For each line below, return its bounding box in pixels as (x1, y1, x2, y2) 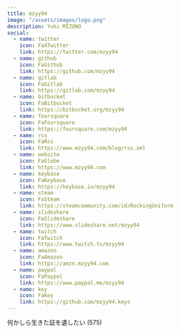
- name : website (13, 151, 60, 159)
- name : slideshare (13, 209, 69, 216)
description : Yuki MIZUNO (7, 23, 81, 30)
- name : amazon (13, 248, 57, 254)
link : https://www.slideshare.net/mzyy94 (19, 221, 139, 228)
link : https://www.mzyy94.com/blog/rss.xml (19, 145, 146, 152)
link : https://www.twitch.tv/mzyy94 (19, 241, 125, 248)
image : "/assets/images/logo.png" (7, 17, 106, 23)
